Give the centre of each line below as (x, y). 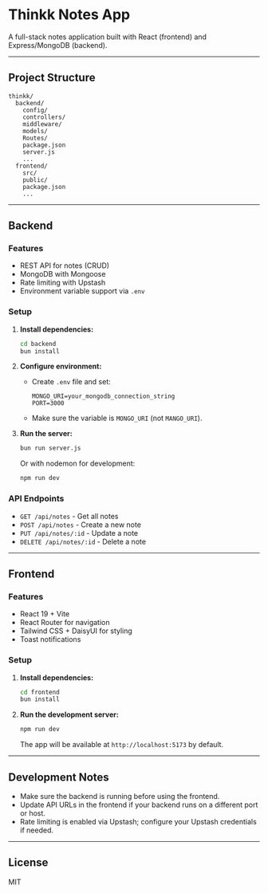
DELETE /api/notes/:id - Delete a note (83, 541)
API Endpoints (36, 498)
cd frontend (39, 692)
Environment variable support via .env (82, 291)
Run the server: (46, 434)
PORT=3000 (48, 403)
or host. (33, 813)
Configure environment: (61, 366)
